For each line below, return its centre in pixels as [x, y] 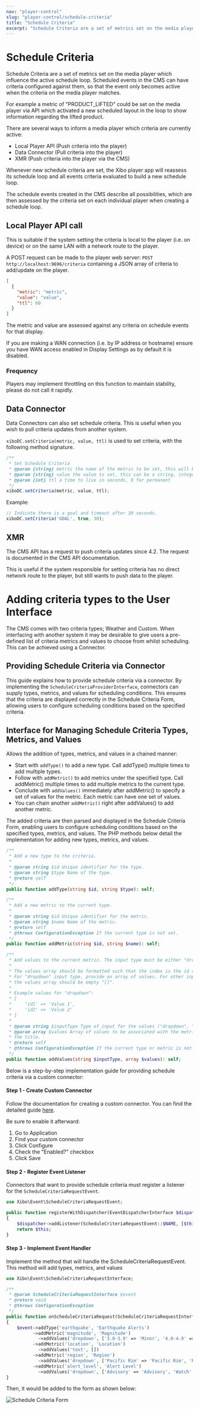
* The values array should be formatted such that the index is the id [99, 971]
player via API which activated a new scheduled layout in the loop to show [97, 111]
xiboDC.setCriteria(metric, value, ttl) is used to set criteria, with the [94, 441]
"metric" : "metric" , [42, 292]
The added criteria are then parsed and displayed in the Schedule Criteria [96, 821]
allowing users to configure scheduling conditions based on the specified [96, 705]
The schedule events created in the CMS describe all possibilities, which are [99, 194]
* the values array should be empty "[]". [62, 982]
